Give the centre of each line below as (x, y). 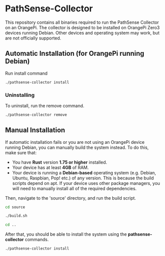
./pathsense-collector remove (36, 115)
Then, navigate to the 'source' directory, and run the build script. (71, 198)
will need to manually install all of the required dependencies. (74, 188)
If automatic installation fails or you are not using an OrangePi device (75, 142)
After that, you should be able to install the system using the (66, 234)
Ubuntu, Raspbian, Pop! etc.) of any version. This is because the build (83, 178)
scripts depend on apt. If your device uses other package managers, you (86, 183)
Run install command (26, 73)
